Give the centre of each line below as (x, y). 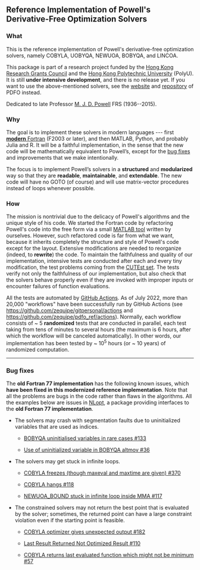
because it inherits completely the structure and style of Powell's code (93, 242)
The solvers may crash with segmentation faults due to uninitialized (97, 420)
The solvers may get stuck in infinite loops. (67, 461)
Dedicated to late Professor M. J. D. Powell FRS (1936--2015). (82, 104)
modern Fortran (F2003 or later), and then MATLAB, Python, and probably (97, 138)
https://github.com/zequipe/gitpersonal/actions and (70, 311)
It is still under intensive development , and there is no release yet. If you (96, 79)
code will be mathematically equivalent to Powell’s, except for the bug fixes (98, 151)
